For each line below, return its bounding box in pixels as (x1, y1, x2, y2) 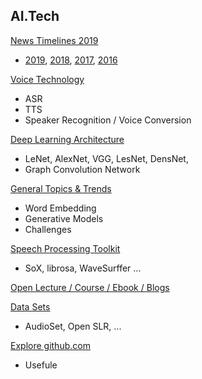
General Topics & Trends (10, 182, 112, 194)
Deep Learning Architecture (10, 133, 125, 145)
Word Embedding (24, 202, 97, 214)
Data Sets (10, 300, 51, 313)
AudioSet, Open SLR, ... (24, 320, 122, 332)
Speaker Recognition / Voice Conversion (24, 114, 192, 126)
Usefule (24, 359, 58, 371)
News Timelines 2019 (10, 34, 99, 46)
